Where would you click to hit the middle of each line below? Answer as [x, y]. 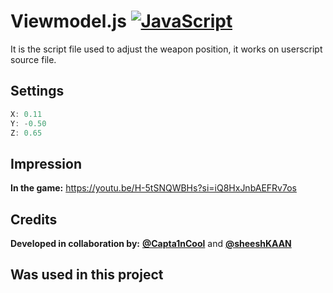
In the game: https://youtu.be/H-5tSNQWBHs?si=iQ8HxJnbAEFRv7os [153, 188]
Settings [37, 91]
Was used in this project [87, 275]
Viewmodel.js [68, 21]
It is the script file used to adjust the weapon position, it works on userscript [166, 49]
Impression [46, 163]
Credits [34, 219]
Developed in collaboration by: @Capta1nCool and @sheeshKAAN [151, 243]
